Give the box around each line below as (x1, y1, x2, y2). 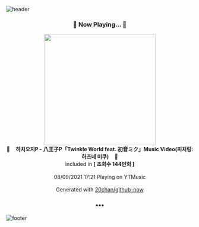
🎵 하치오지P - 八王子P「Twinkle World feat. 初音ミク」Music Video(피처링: (6, 146, 194, 153)
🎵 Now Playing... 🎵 (72, 20, 127, 28)
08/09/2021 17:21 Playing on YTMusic (53, 174, 146, 181)
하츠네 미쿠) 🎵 (81, 153, 118, 160)
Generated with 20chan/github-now (56, 186, 144, 193)
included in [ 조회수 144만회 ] (65, 161, 135, 168)
